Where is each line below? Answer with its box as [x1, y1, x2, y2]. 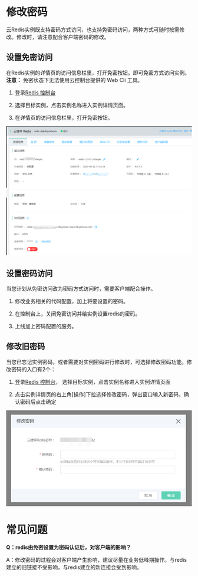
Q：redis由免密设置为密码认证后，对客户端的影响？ [6, 544, 131, 551]
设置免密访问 [6, 52, 53, 62]
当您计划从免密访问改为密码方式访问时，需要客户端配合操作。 [6, 285, 156, 292]
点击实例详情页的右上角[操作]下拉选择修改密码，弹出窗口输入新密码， [14, 390, 184, 398]
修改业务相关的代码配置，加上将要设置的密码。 [14, 298, 128, 304]
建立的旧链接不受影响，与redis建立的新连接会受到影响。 [6, 564, 143, 571]
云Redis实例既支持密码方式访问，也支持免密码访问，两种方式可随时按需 [6, 26, 180, 33]
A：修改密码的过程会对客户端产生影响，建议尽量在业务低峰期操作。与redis [6, 556, 187, 563]
